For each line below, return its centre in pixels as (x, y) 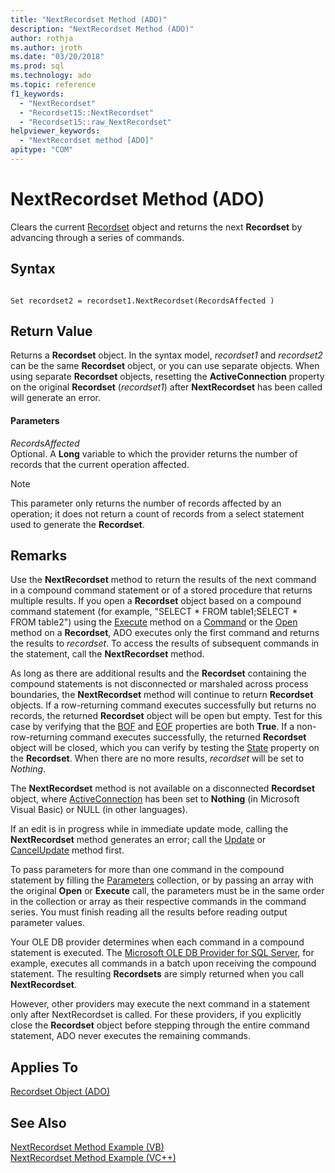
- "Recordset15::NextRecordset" (87, 112)
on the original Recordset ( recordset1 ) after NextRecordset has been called (166, 387)
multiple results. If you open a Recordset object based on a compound (156, 601)
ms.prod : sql (37, 66)
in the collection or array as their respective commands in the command (158, 902)
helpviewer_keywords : (55, 131)
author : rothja (42, 38)
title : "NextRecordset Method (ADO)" (89, 19)
